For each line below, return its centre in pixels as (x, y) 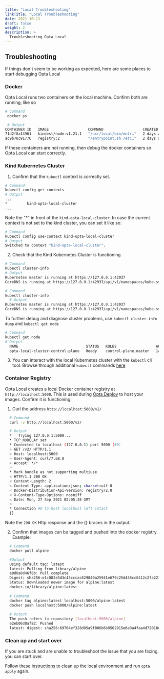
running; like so (20, 102)
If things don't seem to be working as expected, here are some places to (78, 69)
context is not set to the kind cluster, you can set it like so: (63, 223)
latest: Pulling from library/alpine (48, 569)
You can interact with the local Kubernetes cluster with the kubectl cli (82, 360)
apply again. (17, 671)
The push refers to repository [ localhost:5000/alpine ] (67, 619)
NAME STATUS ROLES (63, 346)
